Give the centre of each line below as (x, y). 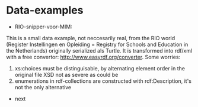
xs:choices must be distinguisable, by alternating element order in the (100, 68)
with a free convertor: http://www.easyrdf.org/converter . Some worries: (93, 57)
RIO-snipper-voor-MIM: (43, 27)
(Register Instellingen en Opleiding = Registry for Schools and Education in (97, 44)
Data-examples (45, 10)
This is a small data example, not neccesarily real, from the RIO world (91, 38)
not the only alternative (43, 87)
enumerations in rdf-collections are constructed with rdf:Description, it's (103, 81)
